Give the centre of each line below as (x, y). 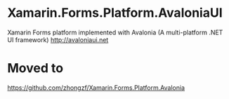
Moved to (35, 68)
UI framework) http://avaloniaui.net (58, 39)
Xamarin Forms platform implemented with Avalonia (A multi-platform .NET (115, 32)
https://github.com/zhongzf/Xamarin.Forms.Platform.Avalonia (96, 87)
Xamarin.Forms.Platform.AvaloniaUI (115, 13)
